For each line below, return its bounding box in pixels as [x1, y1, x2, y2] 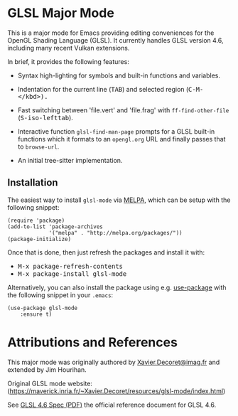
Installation [7, 176, 58, 189]
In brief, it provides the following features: [7, 57, 129, 65]
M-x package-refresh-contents [17, 262, 123, 270]
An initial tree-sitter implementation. [17, 156, 123, 164]
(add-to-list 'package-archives [7, 223, 103, 230]
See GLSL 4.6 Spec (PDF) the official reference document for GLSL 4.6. [7, 400, 217, 409]
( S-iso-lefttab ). [17, 113, 73, 122]
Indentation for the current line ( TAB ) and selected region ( [17, 85, 189, 93]
